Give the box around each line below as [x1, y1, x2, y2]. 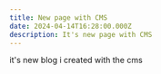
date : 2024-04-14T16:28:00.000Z [9, 22, 132, 31]
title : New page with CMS [9, 13, 107, 23]
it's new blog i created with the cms [9, 55, 143, 66]
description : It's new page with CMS [9, 30, 153, 39]
